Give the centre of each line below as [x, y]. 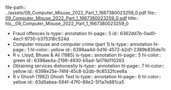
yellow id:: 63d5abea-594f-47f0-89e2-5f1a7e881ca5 [68, 82]
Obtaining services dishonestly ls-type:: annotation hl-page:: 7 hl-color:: [89, 66]
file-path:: [16, 7]
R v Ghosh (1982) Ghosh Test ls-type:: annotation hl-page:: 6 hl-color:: [87, 77]
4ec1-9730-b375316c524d [41, 39]
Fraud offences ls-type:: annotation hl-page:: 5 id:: [66, 33]
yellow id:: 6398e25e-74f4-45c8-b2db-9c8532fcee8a [70, 71]
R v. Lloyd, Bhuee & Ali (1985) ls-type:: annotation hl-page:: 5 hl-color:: [87, 55]
